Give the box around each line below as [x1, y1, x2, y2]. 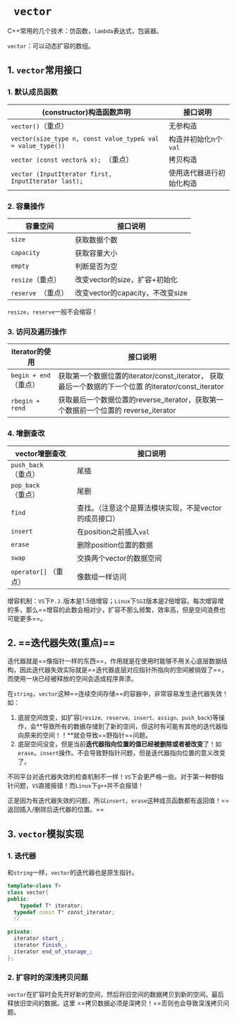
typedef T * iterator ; [20, 902, 83, 909]
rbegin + [11, 397, 40, 406]
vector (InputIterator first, [11, 170, 113, 178]
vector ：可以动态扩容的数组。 [7, 41, 95, 50]
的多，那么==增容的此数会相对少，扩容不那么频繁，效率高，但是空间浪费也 [7, 605, 226, 614]
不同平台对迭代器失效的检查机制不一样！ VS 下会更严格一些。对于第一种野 [7, 772, 218, 781]
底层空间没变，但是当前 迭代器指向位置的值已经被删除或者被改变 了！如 [17, 740, 222, 748]
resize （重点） [11, 274, 61, 284]
